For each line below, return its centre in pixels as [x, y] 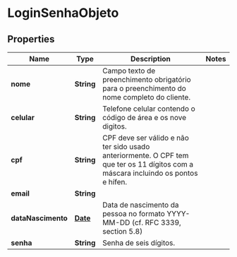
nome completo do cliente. [146, 97]
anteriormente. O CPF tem [145, 155]
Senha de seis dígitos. [139, 243]
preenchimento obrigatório [147, 79]
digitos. [114, 126]
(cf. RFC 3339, [156, 222]
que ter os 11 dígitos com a [148, 164]
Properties [31, 39]
